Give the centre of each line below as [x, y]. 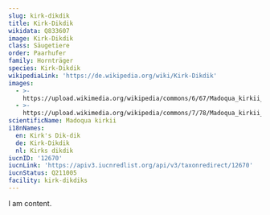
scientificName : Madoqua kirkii [62, 121]
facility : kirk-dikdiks [48, 181]
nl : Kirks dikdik [45, 151]
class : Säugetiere [39, 46]
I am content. [30, 203]
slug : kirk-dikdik [39, 16]
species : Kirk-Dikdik [45, 68]
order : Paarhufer [37, 53]
